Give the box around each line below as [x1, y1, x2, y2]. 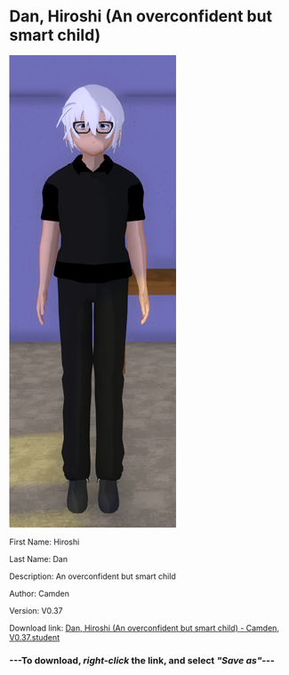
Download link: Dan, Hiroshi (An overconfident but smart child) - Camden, [9, 623, 280, 633]
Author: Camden [9, 588, 69, 599]
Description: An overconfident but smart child [9, 571, 176, 582]
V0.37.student [9, 631, 60, 642]
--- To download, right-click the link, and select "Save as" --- [9, 654, 276, 666]
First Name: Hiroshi [9, 536, 80, 547]
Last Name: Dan [9, 553, 68, 564]
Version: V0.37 [9, 605, 64, 615]
